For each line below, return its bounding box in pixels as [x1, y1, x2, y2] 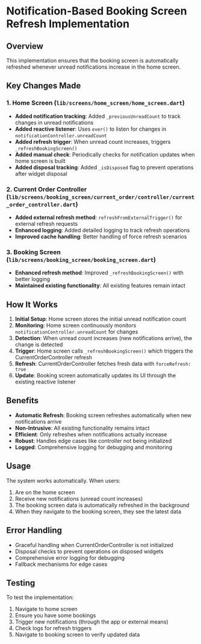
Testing [6, 578, 36, 588]
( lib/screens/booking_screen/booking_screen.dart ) [6, 255, 156, 264]
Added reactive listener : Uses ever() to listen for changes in [14, 125, 167, 132]
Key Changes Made [6, 81, 81, 91]
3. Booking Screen [6, 248, 61, 256]
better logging [14, 276, 51, 283]
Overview [6, 41, 44, 51]
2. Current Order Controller [6, 185, 87, 193]
